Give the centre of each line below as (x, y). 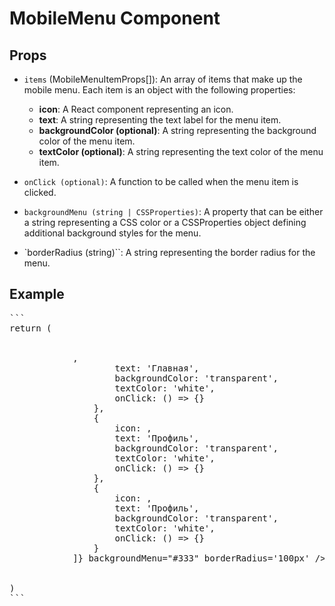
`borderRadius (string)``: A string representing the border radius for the (169, 252)
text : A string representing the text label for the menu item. (160, 120)
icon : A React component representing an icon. (136, 109)
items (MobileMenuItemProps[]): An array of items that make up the (163, 79)
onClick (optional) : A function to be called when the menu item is (161, 181)
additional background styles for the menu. (112, 233)
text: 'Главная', (157, 368)
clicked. (40, 192)
